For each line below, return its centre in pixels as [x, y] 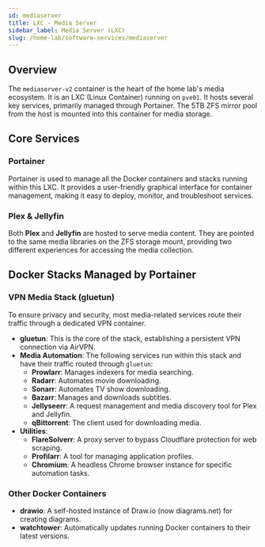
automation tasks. [61, 473]
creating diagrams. [50, 519]
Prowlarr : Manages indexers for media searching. [112, 372]
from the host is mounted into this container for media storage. [110, 114]
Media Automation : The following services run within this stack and [130, 355]
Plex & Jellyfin [36, 216]
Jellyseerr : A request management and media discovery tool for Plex [144, 405]
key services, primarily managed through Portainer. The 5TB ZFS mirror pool [133, 106]
